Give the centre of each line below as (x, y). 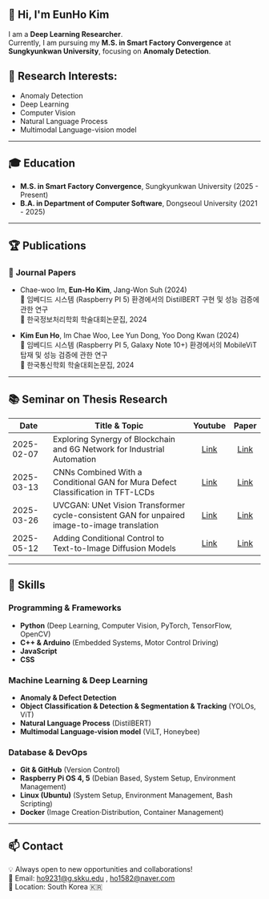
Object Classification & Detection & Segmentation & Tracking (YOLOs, (138, 706)
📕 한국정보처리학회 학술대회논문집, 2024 (83, 319)
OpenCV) (35, 634)
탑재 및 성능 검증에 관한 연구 (64, 355)
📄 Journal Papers (42, 272)
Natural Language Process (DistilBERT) (86, 723)
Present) (34, 195)
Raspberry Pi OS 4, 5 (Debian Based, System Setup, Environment (128, 778)
